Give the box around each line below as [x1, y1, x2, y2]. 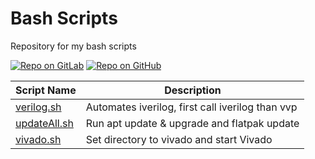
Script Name [15, 83, 77, 97]
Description [164, 83, 222, 97]
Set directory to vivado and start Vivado [85, 132, 273, 146]
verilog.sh [15, 100, 62, 114]
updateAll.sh [15, 116, 74, 130]
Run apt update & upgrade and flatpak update [85, 116, 300, 130]
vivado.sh [15, 132, 62, 146]
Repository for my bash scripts [10, 40, 137, 52]
